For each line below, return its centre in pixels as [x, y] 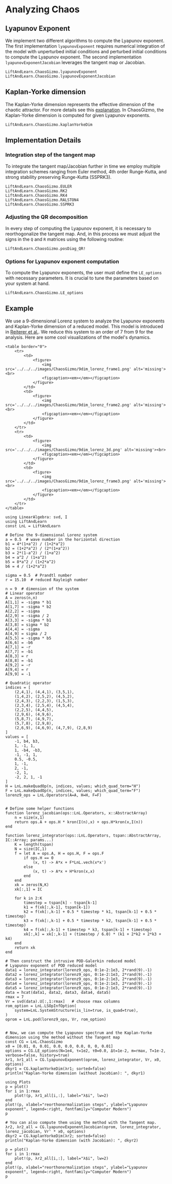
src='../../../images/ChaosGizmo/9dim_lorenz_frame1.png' [68, 369]
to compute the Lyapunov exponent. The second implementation [73, 57]
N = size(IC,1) [31, 849]
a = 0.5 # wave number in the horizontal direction [63, 539]
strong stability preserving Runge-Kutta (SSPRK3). [58, 177]
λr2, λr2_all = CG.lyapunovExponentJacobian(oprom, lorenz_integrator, [83, 1127]
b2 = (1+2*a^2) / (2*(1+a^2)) [38, 548]
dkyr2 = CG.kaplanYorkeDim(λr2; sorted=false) [56, 1136]
